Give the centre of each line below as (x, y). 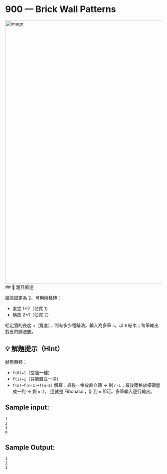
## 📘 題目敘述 (19, 287)
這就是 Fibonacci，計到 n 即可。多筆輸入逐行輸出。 (102, 391)
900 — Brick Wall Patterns (61, 9)
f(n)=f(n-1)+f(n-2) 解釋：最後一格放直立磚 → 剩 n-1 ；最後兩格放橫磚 (84, 385)
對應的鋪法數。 (20, 331)
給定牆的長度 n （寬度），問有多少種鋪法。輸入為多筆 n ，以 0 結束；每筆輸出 (82, 325)
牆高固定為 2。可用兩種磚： (33, 298)
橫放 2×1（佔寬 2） (32, 315)
